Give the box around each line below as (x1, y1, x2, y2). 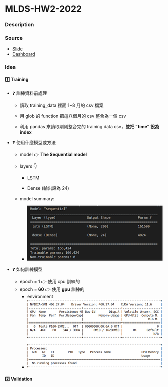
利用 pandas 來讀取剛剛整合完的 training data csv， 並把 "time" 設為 (19, 123, 160, 129)
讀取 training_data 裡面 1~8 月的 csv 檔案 (19, 102, 104, 108)
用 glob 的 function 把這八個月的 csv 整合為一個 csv (19, 113, 126, 119)
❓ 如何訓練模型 (12, 266, 43, 272)
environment (27, 294, 53, 300)
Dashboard (12, 51, 36, 57)
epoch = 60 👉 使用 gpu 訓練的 (19, 286, 85, 292)
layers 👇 (19, 163, 37, 169)
